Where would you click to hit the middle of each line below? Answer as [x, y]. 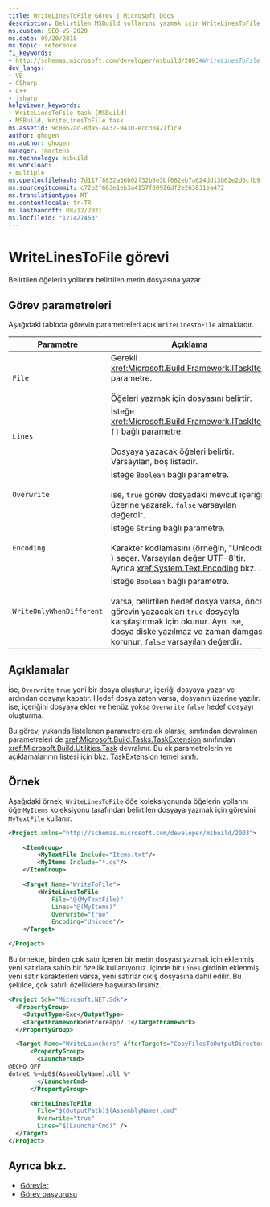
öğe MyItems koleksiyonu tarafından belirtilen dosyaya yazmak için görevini [132, 809]
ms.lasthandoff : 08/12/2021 [55, 210]
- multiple [27, 173]
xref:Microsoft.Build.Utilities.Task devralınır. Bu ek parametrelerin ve [121, 748]
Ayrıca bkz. [37, 1166]
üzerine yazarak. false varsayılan [174, 505]
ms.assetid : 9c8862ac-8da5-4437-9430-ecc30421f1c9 [95, 128]
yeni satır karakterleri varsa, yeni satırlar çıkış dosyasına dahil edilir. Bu [125, 976]
